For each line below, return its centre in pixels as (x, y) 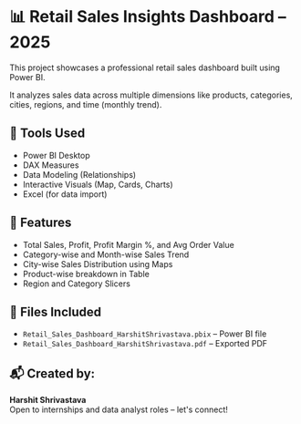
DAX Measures (51, 165)
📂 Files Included (56, 311)
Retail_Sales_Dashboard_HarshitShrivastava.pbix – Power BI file (145, 334)
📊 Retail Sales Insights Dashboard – (148, 17)
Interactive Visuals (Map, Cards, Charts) (98, 184)
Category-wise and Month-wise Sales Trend (106, 254)
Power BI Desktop (56, 155)
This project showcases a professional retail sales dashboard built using (145, 67)
